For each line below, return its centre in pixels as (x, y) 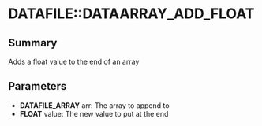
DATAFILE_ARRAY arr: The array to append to (94, 105)
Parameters (37, 86)
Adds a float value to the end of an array (74, 61)
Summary (33, 43)
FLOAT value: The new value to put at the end (94, 113)
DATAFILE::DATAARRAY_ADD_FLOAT (131, 14)
